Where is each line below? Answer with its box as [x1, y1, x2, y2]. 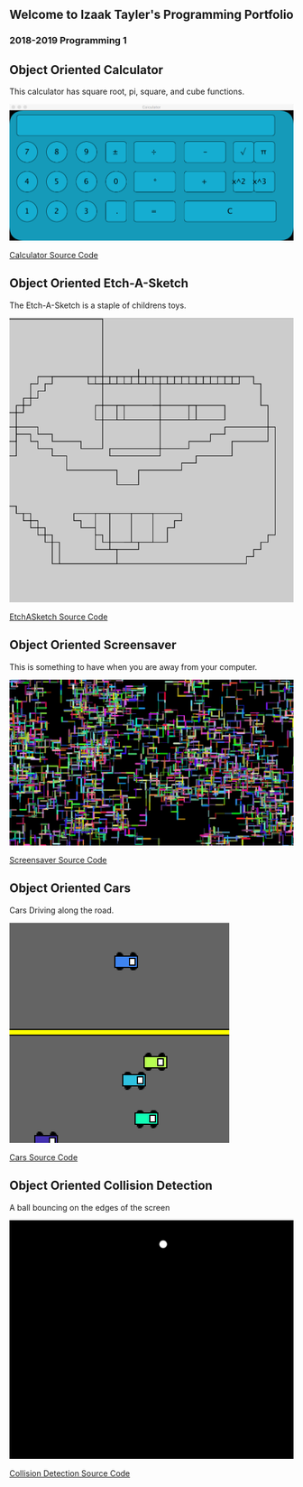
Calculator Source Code [9, 250, 99, 261]
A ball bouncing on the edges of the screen [9, 1202, 170, 1213]
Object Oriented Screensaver [9, 637, 178, 653]
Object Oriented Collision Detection [9, 1178, 214, 1194]
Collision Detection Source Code [9, 1468, 131, 1479]
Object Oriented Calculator [9, 62, 164, 78]
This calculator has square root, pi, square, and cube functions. [9, 86, 245, 98]
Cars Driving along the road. [9, 905, 115, 915]
